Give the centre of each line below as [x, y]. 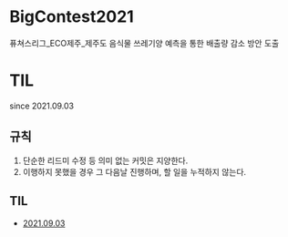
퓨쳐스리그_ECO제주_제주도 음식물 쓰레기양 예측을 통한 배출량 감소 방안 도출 [144, 43]
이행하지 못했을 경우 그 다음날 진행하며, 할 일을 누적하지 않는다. [134, 171]
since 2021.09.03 [42, 106]
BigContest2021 [72, 17]
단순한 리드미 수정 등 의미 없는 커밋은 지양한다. [105, 160]
